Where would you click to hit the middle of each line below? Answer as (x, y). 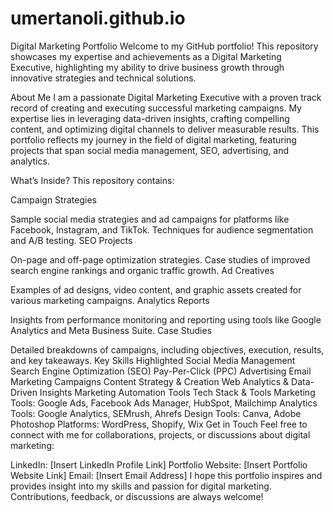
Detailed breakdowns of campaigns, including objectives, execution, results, (167, 349)
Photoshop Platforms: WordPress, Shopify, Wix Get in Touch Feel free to (159, 424)
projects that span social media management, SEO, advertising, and (150, 150)
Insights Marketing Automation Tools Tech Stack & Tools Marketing (177, 392)
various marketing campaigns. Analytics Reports (110, 300)
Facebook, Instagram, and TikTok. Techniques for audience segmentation (162, 229)
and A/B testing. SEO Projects (71, 240)
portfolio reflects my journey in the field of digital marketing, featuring (153, 139)
